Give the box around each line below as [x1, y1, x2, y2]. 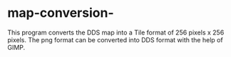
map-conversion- [7, 5, 114, 21]
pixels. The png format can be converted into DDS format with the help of [7, 35, 223, 44]
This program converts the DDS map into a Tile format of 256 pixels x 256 [7, 28, 225, 37]
